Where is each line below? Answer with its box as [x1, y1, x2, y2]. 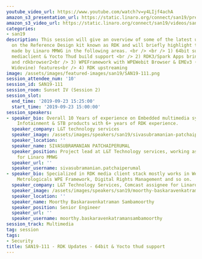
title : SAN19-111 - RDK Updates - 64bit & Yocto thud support [6, 243, 165, 249]
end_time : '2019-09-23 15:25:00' [11, 98, 96, 104]
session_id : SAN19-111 [6, 82, 63, 88]
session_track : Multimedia [6, 221, 74, 227]
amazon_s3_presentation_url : [6, 14, 79, 20]
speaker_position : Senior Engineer [11, 204, 101, 210]
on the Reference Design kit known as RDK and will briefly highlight [11, 43, 192, 49]
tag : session [6, 227, 39, 233]
